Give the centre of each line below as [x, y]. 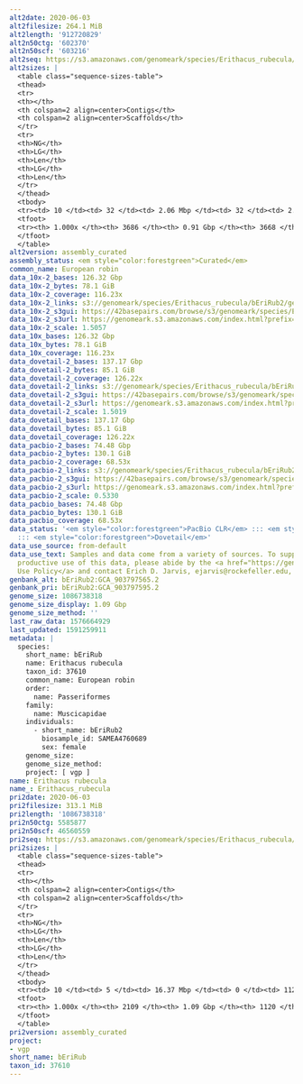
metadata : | [32, 638]
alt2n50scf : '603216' [50, 51]
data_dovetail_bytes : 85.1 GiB [68, 428]
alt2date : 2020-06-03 [50, 18]
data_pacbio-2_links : [50, 471]
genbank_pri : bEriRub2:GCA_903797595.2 [84, 588]
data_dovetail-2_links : [54, 387]
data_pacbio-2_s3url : [50, 487]
